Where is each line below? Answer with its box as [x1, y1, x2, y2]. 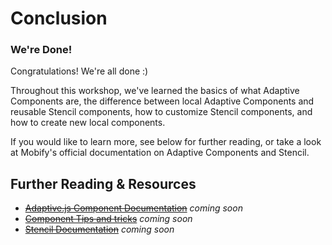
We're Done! [10, 43, 73, 57]
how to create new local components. [10, 117, 166, 129]
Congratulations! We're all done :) [10, 65, 149, 77]
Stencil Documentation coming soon [24, 223, 175, 236]
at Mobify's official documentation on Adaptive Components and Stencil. [10, 147, 310, 159]
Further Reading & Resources [10, 175, 197, 192]
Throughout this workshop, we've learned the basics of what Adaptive [10, 85, 300, 97]
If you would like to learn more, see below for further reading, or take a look [10, 136, 322, 148]
